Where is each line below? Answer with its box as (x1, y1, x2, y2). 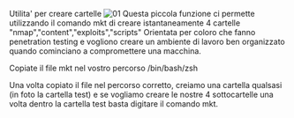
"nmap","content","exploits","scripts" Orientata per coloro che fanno (9, 27, 256, 37)
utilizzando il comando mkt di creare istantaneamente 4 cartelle (9, 18, 241, 28)
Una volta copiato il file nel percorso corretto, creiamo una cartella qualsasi (9, 80, 283, 90)
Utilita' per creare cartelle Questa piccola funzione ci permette (9, 9, 255, 18)
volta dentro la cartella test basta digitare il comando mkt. (9, 99, 219, 109)
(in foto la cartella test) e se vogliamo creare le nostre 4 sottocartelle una (9, 89, 274, 100)
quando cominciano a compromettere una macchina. (9, 46, 201, 56)
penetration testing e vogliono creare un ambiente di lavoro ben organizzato (9, 36, 285, 47)
